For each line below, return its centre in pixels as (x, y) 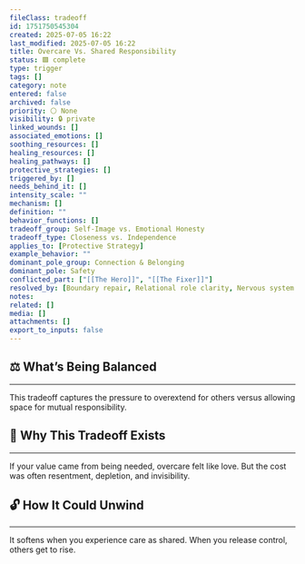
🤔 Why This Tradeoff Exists (88, 435)
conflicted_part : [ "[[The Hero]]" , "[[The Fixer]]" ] (111, 280)
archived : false (40, 102)
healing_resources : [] (52, 153)
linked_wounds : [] (44, 128)
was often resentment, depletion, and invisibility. (100, 475)
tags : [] (26, 77)
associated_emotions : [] (56, 136)
